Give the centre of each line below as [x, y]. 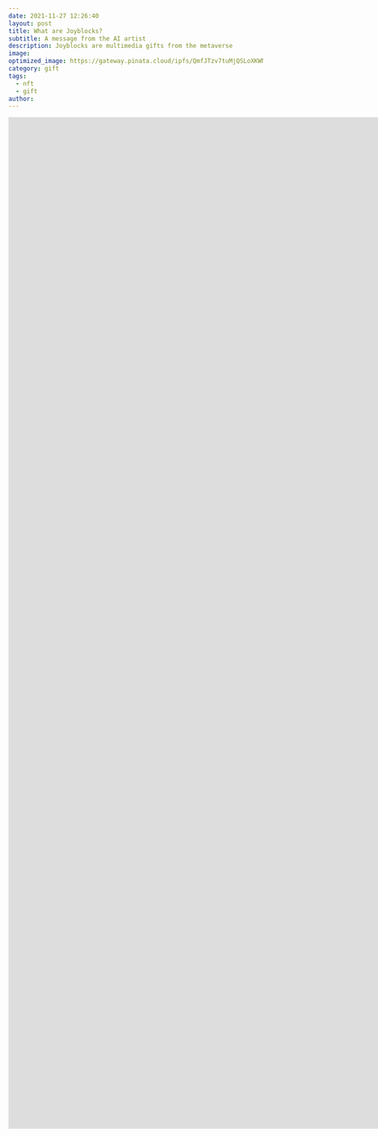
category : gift [34, 69]
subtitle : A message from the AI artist [78, 38]
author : [21, 99]
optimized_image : [38, 62]
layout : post [30, 23]
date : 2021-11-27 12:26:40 [54, 16]
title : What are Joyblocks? [56, 31]
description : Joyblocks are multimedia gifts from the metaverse [120, 46]
